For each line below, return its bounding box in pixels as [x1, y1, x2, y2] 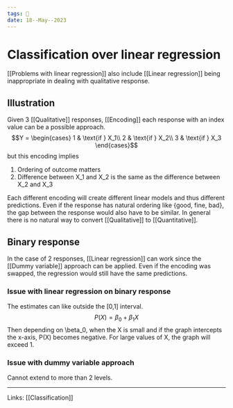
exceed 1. [7, 341, 35, 349]
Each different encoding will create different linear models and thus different [7, 194, 225, 202]
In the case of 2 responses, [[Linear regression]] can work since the [7, 254, 202, 263]
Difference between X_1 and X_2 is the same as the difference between [17, 173, 221, 181]
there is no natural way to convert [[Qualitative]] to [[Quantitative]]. [7, 216, 198, 225]
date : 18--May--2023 [7, 17, 67, 24]
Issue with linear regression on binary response [7, 286, 171, 296]
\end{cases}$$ [94, 141, 139, 149]
